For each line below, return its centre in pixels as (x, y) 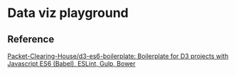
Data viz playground (68, 13)
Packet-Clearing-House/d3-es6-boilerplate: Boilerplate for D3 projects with (118, 56)
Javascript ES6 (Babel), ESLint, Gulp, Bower (72, 64)
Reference (31, 39)
